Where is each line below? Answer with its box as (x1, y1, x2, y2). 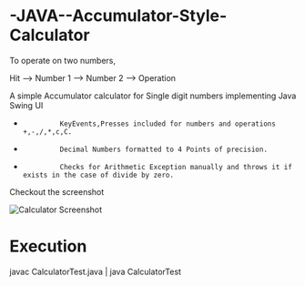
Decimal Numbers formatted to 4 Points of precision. (59, 145, 269, 154)
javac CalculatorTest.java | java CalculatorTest (9, 266, 182, 277)
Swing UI (9, 99, 44, 110)
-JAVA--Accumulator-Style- (9, 5, 228, 26)
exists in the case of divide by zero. (22, 170, 175, 179)
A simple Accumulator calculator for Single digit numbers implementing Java (9, 90, 297, 101)
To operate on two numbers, (9, 55, 117, 66)
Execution (9, 236, 87, 257)
